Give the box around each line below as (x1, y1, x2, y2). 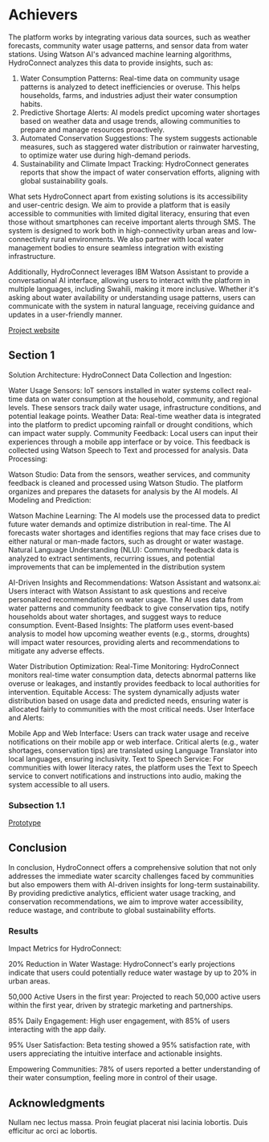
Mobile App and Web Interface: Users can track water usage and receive (8, 728, 250, 737)
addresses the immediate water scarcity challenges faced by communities (8, 871, 255, 881)
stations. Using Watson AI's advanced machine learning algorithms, (8, 49, 232, 59)
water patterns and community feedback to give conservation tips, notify (8, 603, 250, 613)
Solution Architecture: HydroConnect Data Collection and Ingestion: (8, 370, 232, 380)
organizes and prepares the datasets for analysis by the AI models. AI (8, 487, 238, 496)
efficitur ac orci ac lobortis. (8, 1126, 98, 1136)
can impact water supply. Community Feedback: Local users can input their (8, 428, 259, 437)
